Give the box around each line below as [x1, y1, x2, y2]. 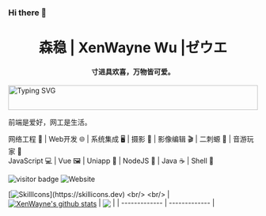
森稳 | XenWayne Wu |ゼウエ [38, 39, 228, 57]
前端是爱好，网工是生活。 [8, 118, 92, 127]
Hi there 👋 [8, 7, 47, 18]
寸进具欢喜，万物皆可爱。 [91, 66, 175, 76]
